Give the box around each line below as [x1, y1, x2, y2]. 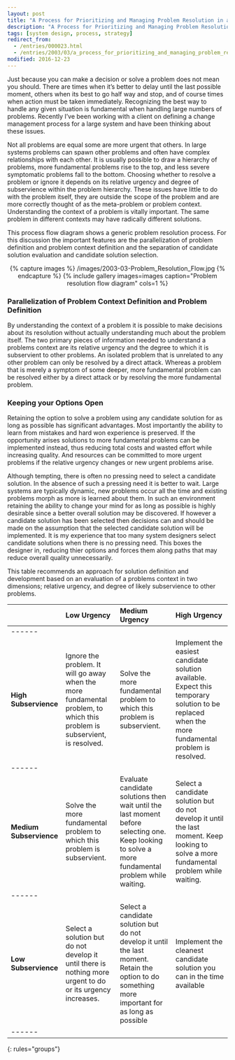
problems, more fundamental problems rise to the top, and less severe [7, 162, 210, 171]
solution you [175, 963, 216, 973]
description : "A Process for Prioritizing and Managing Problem [7, 23, 199, 30]
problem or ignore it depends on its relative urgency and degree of [7, 178, 199, 186]
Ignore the [65, 651, 99, 661]
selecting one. [120, 826, 166, 836]
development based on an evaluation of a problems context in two [7, 575, 198, 583]
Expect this [175, 682, 212, 692]
